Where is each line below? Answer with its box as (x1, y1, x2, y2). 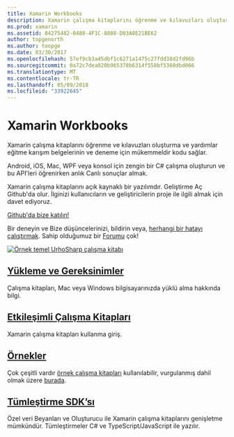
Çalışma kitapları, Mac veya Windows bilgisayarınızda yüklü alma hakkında (7, 283, 221, 292)
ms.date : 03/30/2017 (7, 49, 68, 56)
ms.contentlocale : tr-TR (7, 74, 79, 82)
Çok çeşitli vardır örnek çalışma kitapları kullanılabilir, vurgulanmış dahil (7, 368, 211, 376)
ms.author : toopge (7, 42, 61, 49)
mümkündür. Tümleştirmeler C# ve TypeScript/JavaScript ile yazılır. (7, 422, 201, 430)
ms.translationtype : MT (7, 68, 77, 75)
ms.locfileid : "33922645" (7, 88, 82, 95)
